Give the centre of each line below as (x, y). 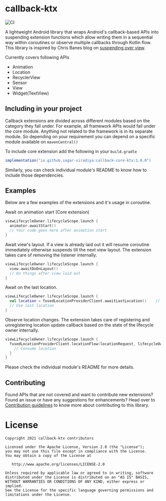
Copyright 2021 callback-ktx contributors (49, 439)
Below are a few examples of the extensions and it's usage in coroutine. (78, 202)
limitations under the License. (38, 495)
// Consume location (35, 349)
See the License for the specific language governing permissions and (79, 491)
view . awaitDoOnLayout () (34, 269)
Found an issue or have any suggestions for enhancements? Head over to (80, 400)
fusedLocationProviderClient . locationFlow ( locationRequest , (73, 344)
